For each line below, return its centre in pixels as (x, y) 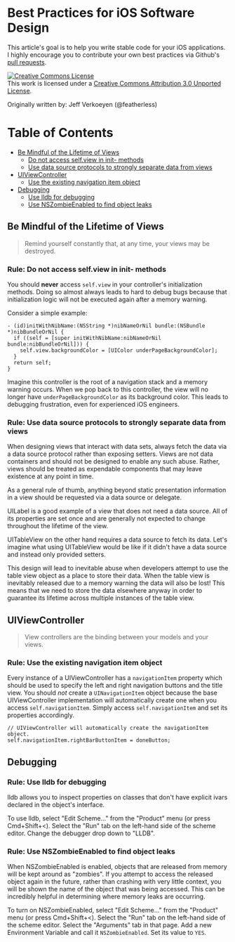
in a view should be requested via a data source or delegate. (95, 497)
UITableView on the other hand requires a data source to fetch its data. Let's (117, 539)
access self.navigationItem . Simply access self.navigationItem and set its (117, 708)
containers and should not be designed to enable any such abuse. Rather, (114, 462)
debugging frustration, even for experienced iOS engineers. (94, 404)
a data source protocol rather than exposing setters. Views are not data (110, 454)
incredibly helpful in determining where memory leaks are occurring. (106, 896)
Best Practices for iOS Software (101, 13)
